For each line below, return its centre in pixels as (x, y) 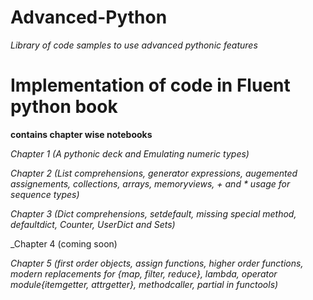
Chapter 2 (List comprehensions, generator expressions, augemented (154, 173)
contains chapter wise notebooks (81, 134)
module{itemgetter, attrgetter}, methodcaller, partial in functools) (144, 284)
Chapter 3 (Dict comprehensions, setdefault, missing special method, (153, 213)
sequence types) (45, 194)
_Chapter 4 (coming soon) (64, 243)
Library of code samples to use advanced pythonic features (134, 45)
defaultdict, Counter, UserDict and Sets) (93, 224)
